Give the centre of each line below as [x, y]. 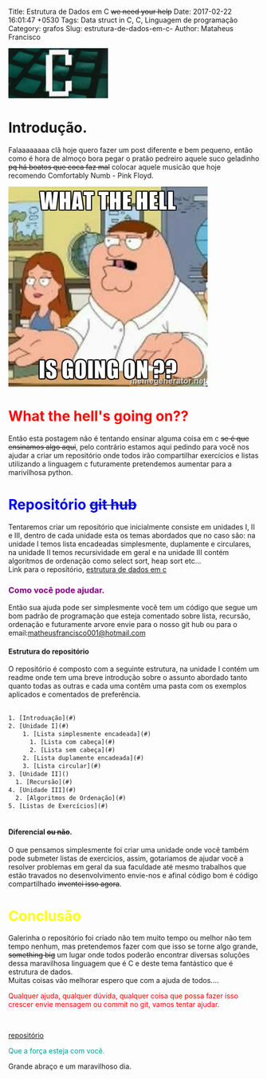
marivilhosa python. [41, 472]
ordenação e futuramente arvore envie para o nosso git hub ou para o [123, 625]
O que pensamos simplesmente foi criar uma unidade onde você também [129, 849]
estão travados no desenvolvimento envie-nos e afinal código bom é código [133, 875]
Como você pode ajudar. [57, 589]
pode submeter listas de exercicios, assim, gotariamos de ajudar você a [126, 858]
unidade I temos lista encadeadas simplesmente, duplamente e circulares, [130, 544]
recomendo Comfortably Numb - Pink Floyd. [81, 175]
